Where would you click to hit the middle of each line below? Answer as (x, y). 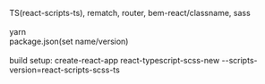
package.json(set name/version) (69, 41)
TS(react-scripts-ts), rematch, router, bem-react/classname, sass (130, 13)
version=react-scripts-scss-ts (65, 70)
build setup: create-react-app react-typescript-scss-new (115, 60)
